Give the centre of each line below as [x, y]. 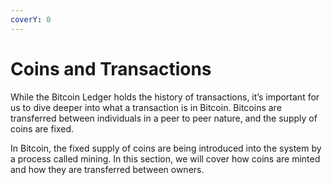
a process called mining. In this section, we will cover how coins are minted [165, 158]
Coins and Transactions [111, 68]
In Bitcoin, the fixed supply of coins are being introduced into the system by [166, 148]
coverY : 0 [31, 19]
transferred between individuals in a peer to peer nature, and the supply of [164, 118]
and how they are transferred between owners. [107, 169]
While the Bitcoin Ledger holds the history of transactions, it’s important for [165, 97]
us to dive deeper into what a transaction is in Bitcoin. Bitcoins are [146, 107]
